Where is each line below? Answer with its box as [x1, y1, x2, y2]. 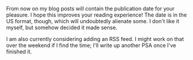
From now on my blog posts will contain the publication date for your [6, 5, 175, 12]
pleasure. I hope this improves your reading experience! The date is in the [6, 11, 187, 18]
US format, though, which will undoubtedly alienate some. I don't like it [6, 18, 180, 24]
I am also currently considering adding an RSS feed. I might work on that [6, 36, 184, 42]
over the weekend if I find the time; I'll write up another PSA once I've [6, 42, 176, 49]
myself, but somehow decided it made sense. [6, 24, 118, 31]
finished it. [6, 48, 32, 55]
